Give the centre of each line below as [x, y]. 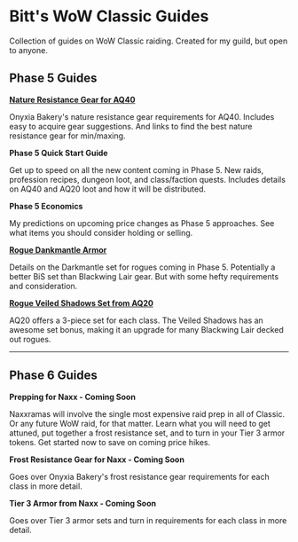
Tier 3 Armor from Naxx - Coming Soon [83, 503]
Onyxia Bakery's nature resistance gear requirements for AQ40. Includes [142, 116]
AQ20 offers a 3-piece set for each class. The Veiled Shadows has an [136, 320]
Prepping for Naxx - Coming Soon [72, 397]
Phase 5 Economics [46, 206]
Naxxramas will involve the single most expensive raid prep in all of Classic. [147, 413]
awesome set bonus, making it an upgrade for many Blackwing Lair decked [146, 329]
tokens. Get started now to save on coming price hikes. [110, 442]
